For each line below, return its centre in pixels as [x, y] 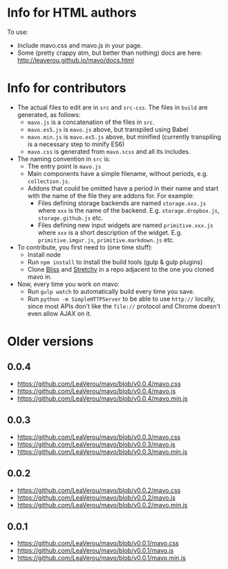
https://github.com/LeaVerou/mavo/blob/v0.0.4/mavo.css [99, 383]
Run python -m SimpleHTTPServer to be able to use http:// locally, [121, 299]
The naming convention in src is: [64, 159]
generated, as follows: [49, 114]
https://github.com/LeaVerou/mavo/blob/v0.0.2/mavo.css [99, 490]
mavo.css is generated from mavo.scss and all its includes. [109, 151]
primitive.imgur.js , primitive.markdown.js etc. [106, 240]
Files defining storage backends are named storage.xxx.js [122, 203]
